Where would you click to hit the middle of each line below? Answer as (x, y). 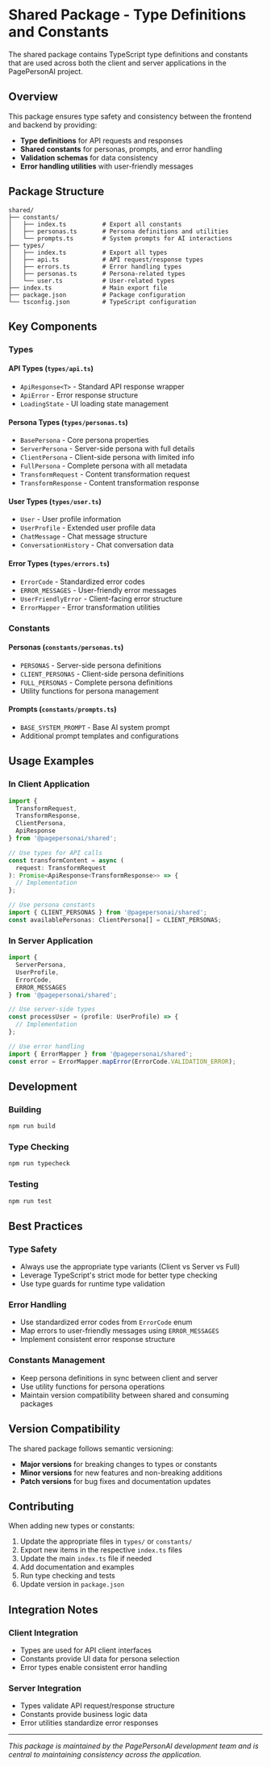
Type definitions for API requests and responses (101, 140)
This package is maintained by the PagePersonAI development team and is (134, 1746)
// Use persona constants (52, 905)
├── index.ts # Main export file (88, 288)
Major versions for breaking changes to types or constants (119, 1464)
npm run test (30, 1201)
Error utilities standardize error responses (89, 1723)
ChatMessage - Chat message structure (83, 536)
